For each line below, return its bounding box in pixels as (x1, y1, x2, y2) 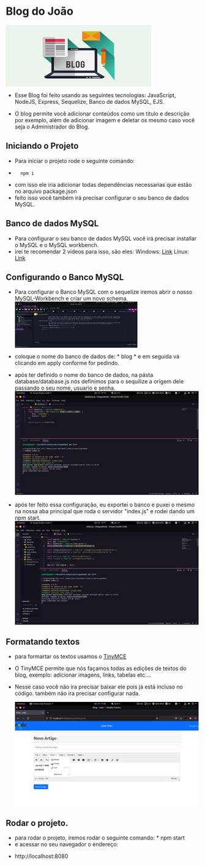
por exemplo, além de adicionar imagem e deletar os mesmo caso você (14, 116, 195, 124)
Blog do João (6, 4, 74, 18)
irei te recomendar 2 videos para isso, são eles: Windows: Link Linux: (14, 248, 189, 255)
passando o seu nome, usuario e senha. (14, 384, 116, 392)
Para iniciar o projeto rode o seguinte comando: (14, 157, 135, 164)
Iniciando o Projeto (6, 141, 79, 151)
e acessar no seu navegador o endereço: (14, 840, 119, 848)
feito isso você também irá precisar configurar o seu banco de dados (14, 194, 189, 201)
